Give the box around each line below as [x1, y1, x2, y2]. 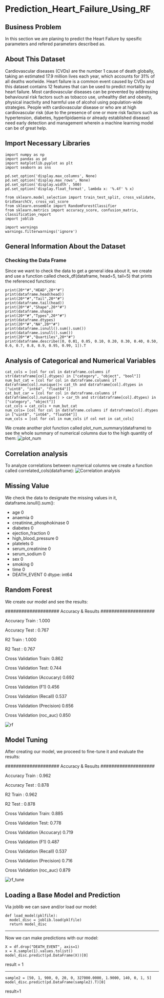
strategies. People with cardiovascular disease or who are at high [5, 104, 137, 110]
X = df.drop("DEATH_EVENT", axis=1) [5, 944, 80, 950]
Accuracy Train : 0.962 [5, 773, 51, 779]
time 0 [12, 566, 25, 572]
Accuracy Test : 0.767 [5, 627, 49, 633]
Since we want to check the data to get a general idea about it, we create [5, 268, 152, 274]
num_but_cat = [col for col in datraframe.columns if [5, 378, 117, 383]
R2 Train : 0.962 [5, 792, 38, 797]
